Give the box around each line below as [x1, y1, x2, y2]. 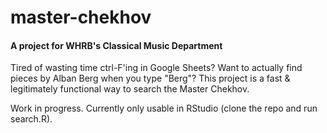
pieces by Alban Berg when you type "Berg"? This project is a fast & [10, 72, 291, 85]
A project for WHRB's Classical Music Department [10, 39, 223, 51]
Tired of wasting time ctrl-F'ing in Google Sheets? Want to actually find [10, 62, 303, 74]
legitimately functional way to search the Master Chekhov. [10, 83, 250, 95]
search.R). [10, 113, 53, 125]
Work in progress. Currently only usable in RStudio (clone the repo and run [10, 102, 318, 115]
